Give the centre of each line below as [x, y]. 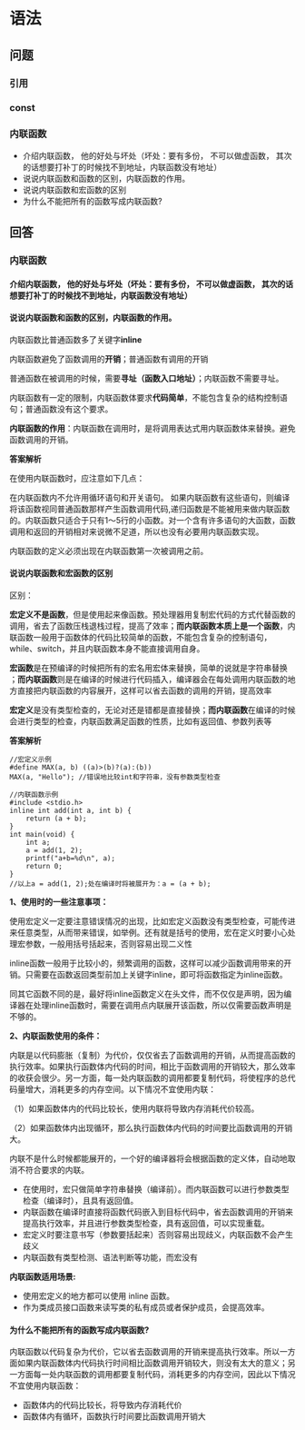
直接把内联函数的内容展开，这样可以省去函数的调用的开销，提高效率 [144, 690]
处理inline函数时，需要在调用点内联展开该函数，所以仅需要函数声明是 [162, 1006]
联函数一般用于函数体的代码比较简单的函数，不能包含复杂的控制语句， [141, 638]
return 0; [44, 867]
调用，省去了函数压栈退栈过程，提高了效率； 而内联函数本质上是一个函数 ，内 [152, 626]
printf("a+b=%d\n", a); [71, 859]
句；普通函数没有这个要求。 [61, 409]
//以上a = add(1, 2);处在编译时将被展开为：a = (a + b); [110, 884]
